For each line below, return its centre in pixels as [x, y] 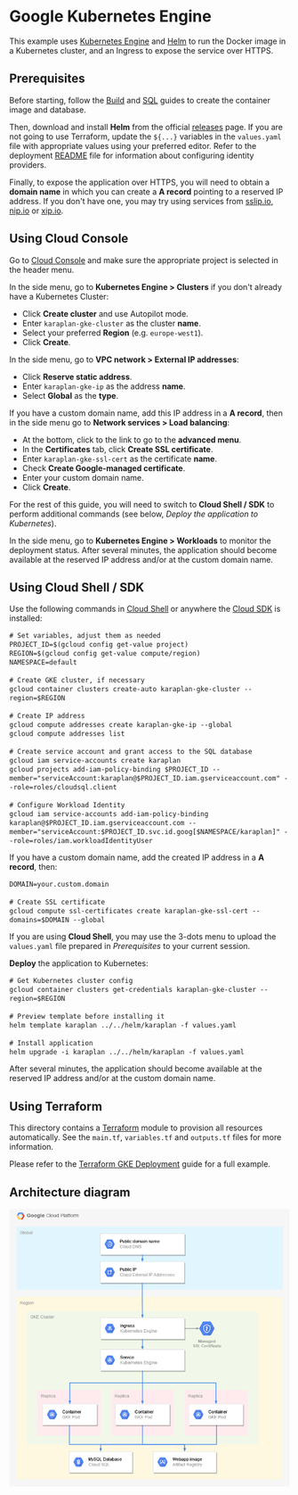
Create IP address [52, 716]
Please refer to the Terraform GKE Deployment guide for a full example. [140, 1164]
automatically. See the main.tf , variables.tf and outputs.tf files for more [145, 1137]
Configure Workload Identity [71, 805]
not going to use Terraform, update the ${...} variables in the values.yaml [145, 136]
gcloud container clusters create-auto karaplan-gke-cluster [125, 690]
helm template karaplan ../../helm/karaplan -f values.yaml [123, 1026]
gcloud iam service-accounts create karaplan [95, 761]
